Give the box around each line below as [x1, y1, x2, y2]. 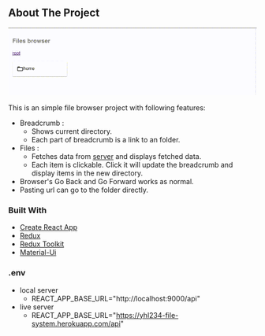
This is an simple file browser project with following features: [8, 102, 206, 113]
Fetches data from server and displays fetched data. [31, 151, 202, 161]
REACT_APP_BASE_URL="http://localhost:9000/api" [31, 294, 201, 303]
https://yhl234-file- [115, 310, 179, 319]
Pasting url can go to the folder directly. [19, 185, 148, 194]
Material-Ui [19, 248, 57, 257]
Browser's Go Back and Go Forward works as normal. [19, 176, 195, 186]
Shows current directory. [31, 126, 113, 136]
